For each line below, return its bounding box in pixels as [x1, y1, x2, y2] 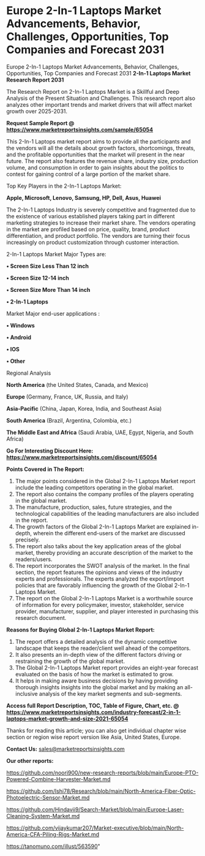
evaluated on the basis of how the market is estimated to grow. [15, 670, 174, 678]
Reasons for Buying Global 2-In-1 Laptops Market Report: [6, 626, 155, 633]
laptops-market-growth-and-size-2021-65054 [6, 715, 129, 722]
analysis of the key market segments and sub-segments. [39, 690, 182, 697]
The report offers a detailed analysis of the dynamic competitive [15, 638, 177, 645]
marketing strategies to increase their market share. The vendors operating [6, 219, 196, 226]
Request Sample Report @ [6, 119, 75, 126]
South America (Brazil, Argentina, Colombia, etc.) [6, 416, 132, 424]
